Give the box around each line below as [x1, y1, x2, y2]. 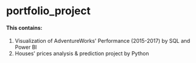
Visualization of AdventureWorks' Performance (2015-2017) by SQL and [14, 37, 191, 45]
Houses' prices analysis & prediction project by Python [14, 50, 150, 57]
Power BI [14, 43, 37, 51]
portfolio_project [6, 4, 91, 18]
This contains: [6, 24, 43, 31]
